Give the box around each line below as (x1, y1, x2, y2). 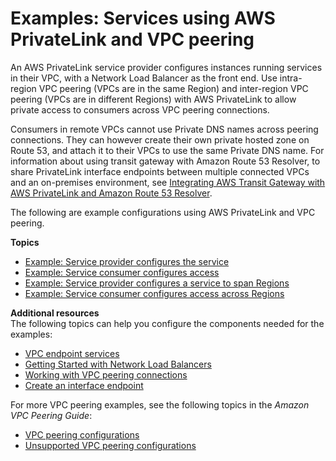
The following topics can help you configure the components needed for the (10, 317, 325, 329)
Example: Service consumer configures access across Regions (24, 287, 285, 299)
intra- (279, 72, 303, 84)
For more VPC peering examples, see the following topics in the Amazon (10, 398, 310, 411)
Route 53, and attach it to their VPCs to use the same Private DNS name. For (10, 144, 325, 156)
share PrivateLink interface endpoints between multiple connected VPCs (10, 165, 310, 177)
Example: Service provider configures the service (24, 255, 230, 267)
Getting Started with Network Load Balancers (24, 358, 212, 370)
